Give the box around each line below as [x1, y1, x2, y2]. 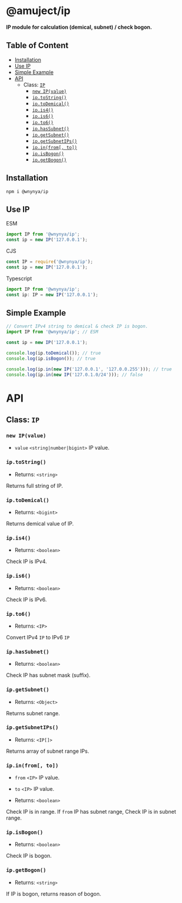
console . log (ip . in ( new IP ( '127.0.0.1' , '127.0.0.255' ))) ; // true [6, 366, 172, 372]
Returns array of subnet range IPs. [6, 747, 89, 754]
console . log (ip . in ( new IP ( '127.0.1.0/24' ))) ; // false [6, 372, 143, 378]
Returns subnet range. [6, 709, 60, 717]
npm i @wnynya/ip [6, 188, 49, 194]
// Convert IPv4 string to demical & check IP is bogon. [6, 324, 149, 329]
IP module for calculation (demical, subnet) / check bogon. [6, 23, 153, 31]
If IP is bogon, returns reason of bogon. [6, 890, 102, 897]
